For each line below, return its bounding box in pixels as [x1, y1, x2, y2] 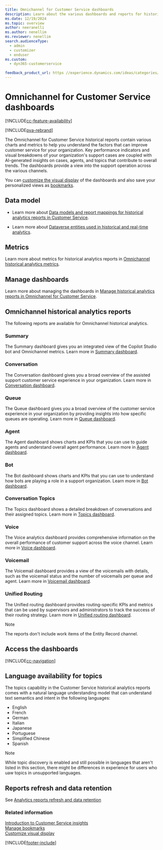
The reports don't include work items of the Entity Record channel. [5, 631, 138, 636]
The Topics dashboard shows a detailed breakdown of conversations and [5, 506, 152, 512]
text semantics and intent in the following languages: [5, 695, 111, 701]
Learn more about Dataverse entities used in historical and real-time [12, 224, 148, 230]
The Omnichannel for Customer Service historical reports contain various [5, 137, 151, 143]
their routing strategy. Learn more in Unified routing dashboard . [5, 612, 132, 618]
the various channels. [5, 167, 49, 173]
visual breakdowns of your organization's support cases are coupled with [5, 152, 152, 158]
